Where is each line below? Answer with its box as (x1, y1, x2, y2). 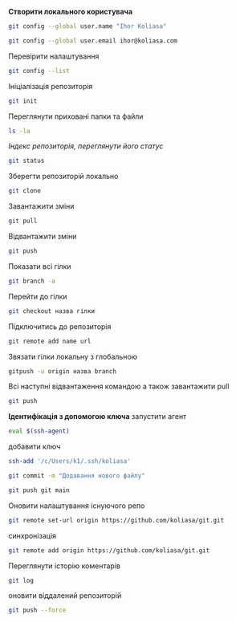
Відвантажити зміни (8, 232, 77, 241)
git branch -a (8, 277, 56, 285)
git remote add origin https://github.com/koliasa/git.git (8, 546, 210, 555)
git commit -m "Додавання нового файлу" (8, 472, 146, 480)
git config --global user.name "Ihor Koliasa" (8, 22, 167, 30)
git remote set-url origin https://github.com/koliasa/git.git (8, 516, 225, 524)
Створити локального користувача (8, 7, 133, 16)
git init (8, 96, 38, 105)
